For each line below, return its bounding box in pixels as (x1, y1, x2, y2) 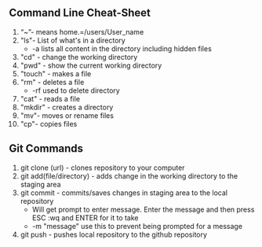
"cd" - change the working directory (20, 52, 138, 61)
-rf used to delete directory (31, 86, 120, 95)
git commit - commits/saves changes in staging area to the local (20, 188, 228, 197)
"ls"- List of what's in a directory (20, 35, 126, 45)
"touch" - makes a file (20, 68, 92, 78)
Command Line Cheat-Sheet (9, 6, 151, 20)
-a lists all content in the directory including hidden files (31, 43, 213, 53)
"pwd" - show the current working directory (20, 61, 162, 70)
